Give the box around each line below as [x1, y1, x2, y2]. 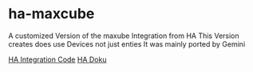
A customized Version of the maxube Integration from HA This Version [8, 31, 239, 40]
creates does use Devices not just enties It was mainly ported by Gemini [8, 39, 246, 48]
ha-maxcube [8, 5, 95, 23]
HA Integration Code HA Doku [8, 55, 107, 64]
